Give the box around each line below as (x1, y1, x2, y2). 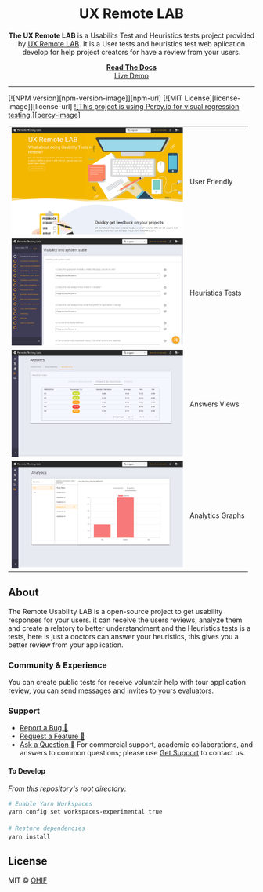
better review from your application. (8, 640, 124, 650)
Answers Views (189, 399, 240, 409)
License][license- (184, 93, 241, 103)
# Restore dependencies (8, 825, 86, 832)
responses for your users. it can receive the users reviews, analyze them (8, 615, 243, 624)
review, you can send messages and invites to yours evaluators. (8, 686, 214, 695)
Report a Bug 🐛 (19, 723, 69, 733)
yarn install (8, 833, 51, 841)
